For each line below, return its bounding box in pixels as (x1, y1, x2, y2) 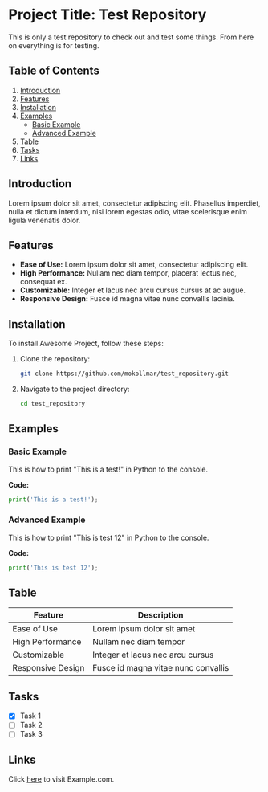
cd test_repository (19, 400, 86, 408)
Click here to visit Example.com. (8, 774, 115, 784)
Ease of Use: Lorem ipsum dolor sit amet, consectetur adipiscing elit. (19, 259, 249, 270)
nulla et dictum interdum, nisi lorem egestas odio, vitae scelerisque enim (8, 206, 247, 216)
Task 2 (19, 721, 43, 730)
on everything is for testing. (8, 40, 99, 50)
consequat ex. (19, 277, 67, 287)
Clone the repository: (19, 354, 91, 364)
